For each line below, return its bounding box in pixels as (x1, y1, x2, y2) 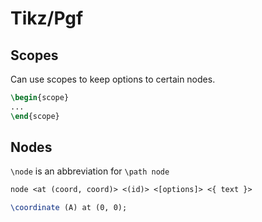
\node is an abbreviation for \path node (10, 165, 170, 177)
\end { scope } (10, 111, 60, 121)
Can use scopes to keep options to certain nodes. (10, 73, 216, 85)
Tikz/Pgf (10, 7, 84, 30)
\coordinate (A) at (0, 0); (10, 203, 128, 213)
